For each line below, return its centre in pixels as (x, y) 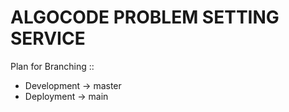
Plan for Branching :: (52, 66)
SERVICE (48, 38)
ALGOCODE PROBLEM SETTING (145, 17)
